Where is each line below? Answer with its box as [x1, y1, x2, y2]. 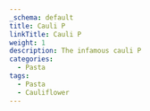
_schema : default [9, 13, 74, 22]
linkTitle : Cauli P [9, 30, 82, 38]
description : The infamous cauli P [9, 47, 142, 55]
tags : [9, 72, 29, 81]
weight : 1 [9, 38, 46, 47]
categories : [9, 55, 54, 64]
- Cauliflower [17, 88, 70, 97]
